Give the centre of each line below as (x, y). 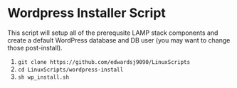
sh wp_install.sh (43, 77)
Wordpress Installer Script (86, 13)
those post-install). (35, 48)
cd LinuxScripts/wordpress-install (70, 70)
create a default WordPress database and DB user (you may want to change (119, 40)
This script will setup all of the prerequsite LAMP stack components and (113, 33)
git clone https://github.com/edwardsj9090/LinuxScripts (104, 62)
